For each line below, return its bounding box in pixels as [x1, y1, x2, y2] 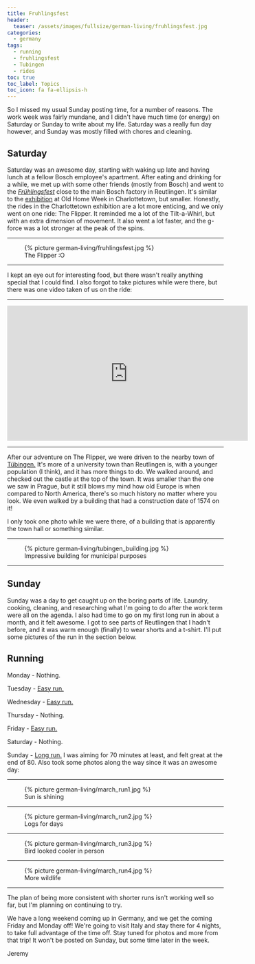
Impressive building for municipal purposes [24, 551, 147, 560]
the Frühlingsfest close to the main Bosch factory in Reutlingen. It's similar [7, 187, 217, 196]
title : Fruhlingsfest [7, 10, 69, 17]
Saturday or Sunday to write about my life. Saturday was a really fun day [7, 120, 212, 128]
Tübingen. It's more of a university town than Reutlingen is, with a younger [7, 460, 218, 468]
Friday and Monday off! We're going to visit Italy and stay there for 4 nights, [7, 921, 221, 930]
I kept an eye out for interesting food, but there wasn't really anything [7, 271, 203, 279]
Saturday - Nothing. [7, 737, 63, 746]
